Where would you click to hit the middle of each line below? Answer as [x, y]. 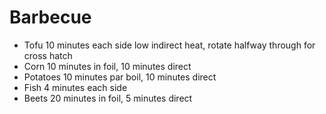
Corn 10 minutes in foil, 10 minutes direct [107, 66]
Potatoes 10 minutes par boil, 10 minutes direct [120, 77]
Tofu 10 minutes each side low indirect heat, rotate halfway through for [169, 45]
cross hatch [48, 55]
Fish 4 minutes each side [75, 87]
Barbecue [50, 17]
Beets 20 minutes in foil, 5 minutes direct [108, 98]
